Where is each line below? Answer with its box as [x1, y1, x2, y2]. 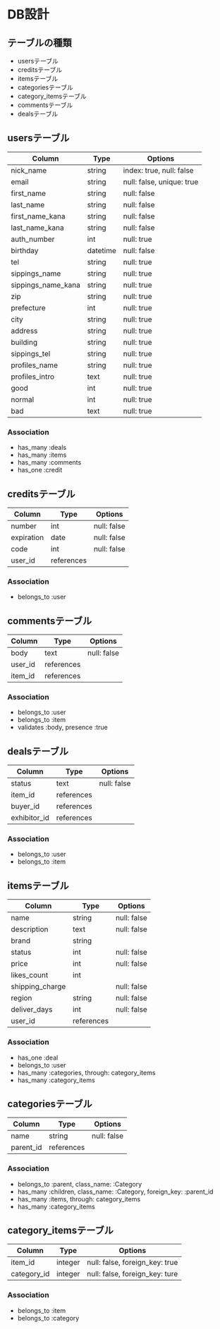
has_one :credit [17, 466, 63, 474]
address [11, 326, 38, 336]
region [11, 993, 32, 1003]
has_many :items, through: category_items [17, 1194, 141, 1203]
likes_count [11, 970, 49, 980]
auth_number [11, 234, 55, 244]
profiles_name [11, 360, 59, 370]
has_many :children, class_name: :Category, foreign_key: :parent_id [17, 1187, 214, 1196]
